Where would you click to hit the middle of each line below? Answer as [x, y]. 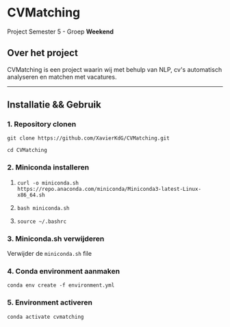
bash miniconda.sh [43, 208]
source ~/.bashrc [42, 221]
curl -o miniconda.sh [48, 183]
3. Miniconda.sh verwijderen [56, 239]
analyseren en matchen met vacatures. [62, 77]
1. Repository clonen [42, 125]
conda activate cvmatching [46, 317]
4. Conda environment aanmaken [64, 271]
